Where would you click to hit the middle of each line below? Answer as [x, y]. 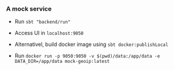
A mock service [29, 9]
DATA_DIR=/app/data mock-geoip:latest [62, 61]
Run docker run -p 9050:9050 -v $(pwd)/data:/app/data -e [87, 56]
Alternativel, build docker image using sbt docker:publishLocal [91, 44]
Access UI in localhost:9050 [49, 33]
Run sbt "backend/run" [42, 22]
